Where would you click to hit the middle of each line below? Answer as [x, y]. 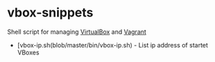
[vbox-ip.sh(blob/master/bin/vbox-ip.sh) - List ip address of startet [112, 45]
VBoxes [28, 52]
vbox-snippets [50, 13]
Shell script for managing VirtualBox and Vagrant [77, 32]
